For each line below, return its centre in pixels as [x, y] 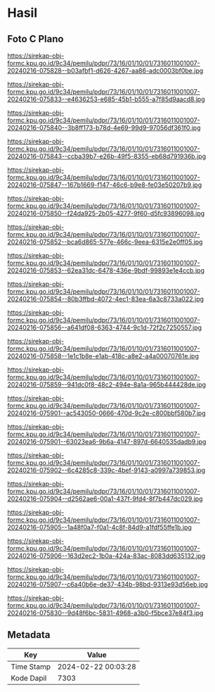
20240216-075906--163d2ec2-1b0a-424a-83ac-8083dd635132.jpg [106, 556]
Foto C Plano [35, 39]
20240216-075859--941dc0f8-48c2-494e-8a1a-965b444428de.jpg [106, 385]
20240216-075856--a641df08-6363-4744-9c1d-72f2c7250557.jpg [105, 327]
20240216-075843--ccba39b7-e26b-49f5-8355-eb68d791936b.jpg [107, 156]
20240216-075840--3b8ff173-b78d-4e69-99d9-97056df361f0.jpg [104, 128]
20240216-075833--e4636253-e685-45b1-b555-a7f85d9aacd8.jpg [106, 99]
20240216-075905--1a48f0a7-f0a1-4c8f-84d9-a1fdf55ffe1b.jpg [99, 527]
